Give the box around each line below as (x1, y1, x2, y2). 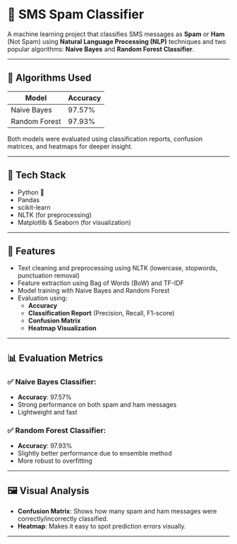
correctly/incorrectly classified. (17, 514, 109, 523)
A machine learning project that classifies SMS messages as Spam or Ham (7, 30, 225, 38)
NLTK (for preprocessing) (17, 210, 92, 219)
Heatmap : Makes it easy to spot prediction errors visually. (17, 522, 186, 531)
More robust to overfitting (17, 456, 93, 465)
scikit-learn (17, 203, 51, 212)
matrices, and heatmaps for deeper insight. (7, 141, 133, 151)
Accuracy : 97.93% (17, 441, 73, 450)
